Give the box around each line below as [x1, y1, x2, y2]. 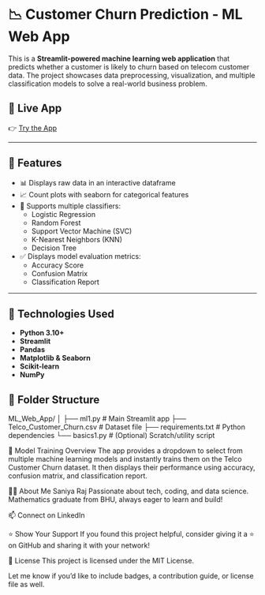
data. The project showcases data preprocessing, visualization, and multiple [8, 70, 256, 80]
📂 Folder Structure [8, 393, 100, 406]
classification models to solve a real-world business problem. [8, 79, 207, 88]
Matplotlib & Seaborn [19, 354, 91, 363]
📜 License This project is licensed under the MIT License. [8, 556, 195, 566]
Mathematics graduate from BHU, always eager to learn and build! [8, 495, 223, 504]
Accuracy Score [31, 260, 84, 270]
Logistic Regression [31, 209, 96, 219]
